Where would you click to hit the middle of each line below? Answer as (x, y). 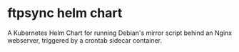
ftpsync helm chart (65, 13)
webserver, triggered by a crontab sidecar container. (85, 40)
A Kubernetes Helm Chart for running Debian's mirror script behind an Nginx (120, 33)
